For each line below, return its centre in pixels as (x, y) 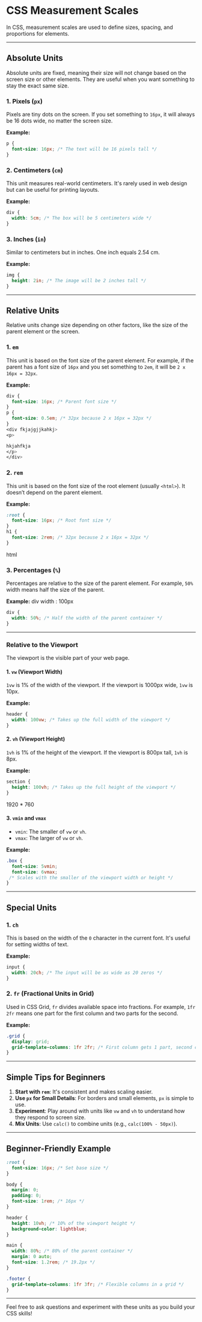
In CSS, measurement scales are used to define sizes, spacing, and (90, 27)
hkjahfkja (19, 446)
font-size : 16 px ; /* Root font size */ (62, 520)
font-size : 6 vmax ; (35, 872)
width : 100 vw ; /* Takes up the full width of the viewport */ (91, 720)
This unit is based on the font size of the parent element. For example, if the (100, 360)
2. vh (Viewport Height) (35, 739)
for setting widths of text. (38, 944)
